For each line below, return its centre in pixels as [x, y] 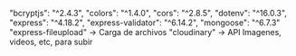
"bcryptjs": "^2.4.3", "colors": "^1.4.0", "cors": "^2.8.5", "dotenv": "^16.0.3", [148, 13]
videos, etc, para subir [51, 42]
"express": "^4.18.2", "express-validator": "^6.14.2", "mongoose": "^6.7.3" [145, 23]
